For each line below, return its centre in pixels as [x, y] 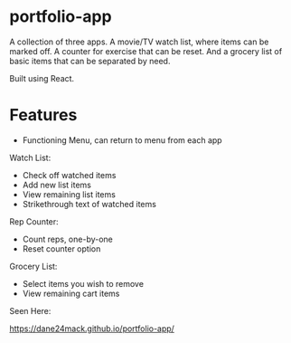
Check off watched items [69, 175]
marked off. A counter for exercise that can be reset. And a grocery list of [146, 51]
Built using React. [42, 78]
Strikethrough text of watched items [89, 204]
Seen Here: [30, 310]
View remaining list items [69, 194]
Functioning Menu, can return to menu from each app [122, 140]
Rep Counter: [34, 221]
